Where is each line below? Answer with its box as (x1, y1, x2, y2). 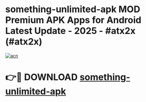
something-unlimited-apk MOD (5, 4, 140, 15)
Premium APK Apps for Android (5, 14, 141, 26)
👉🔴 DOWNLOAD (5, 72, 78, 83)
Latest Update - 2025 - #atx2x (5, 25, 136, 37)
